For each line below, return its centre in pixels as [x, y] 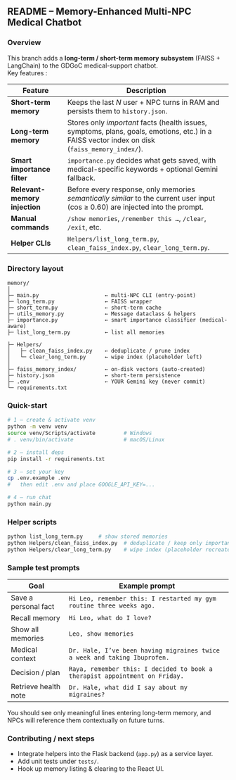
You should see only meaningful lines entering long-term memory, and [109, 713]
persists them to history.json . [117, 111]
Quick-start [27, 405]
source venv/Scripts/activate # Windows [80, 433]
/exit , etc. [84, 227]
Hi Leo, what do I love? [111, 618]
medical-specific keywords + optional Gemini [143, 169]
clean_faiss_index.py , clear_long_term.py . [138, 247]
